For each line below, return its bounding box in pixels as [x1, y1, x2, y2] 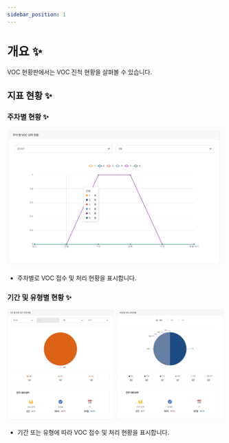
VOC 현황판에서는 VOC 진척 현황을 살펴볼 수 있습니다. [7, 67, 153, 76]
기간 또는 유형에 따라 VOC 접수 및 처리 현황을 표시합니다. [17, 428, 170, 436]
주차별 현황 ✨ [7, 112, 50, 122]
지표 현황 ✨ [7, 89, 53, 101]
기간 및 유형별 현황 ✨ [7, 292, 72, 302]
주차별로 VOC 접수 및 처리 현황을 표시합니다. [17, 274, 137, 282]
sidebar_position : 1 [7, 11, 67, 18]
